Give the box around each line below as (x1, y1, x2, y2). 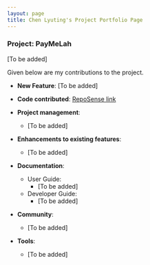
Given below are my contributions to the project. (7, 68, 144, 76)
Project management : (17, 108, 81, 116)
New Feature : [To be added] (17, 81, 98, 89)
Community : (17, 210, 54, 218)
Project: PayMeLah (7, 39, 72, 49)
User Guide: (27, 175, 62, 183)
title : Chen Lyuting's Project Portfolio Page (7, 17, 143, 23)
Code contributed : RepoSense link (17, 94, 116, 103)
